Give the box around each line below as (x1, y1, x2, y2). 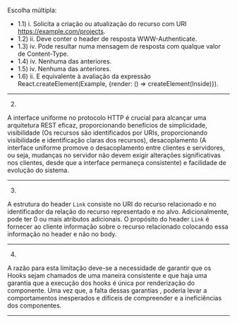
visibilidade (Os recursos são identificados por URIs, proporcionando (7, 128, 208, 137)
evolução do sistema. (7, 166, 69, 174)
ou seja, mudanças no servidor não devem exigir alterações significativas (7, 151, 221, 159)
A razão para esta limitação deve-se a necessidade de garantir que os (7, 264, 212, 272)
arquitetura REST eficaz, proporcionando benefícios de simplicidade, (7, 121, 208, 129)
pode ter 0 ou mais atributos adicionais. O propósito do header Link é (7, 215, 209, 223)
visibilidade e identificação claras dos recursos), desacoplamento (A (7, 136, 207, 144)
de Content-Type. (17, 49, 69, 58)
